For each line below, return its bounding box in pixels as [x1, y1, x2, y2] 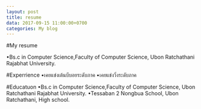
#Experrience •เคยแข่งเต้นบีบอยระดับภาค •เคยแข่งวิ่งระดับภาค [6, 71, 137, 78]
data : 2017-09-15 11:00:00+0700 [6, 20, 87, 26]
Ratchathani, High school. [6, 96, 70, 104]
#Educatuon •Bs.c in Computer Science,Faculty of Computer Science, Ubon [6, 83, 196, 90]
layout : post [6, 8, 39, 15]
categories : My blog [6, 25, 58, 32]
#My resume [6, 42, 38, 49]
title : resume [6, 14, 42, 20]
